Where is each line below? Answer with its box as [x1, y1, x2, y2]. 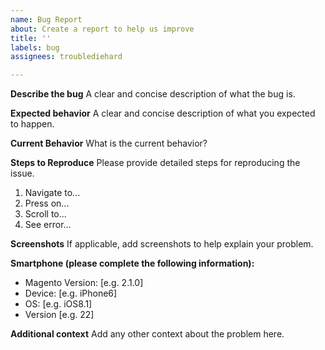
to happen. [10, 118, 55, 130]
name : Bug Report [10, 14, 83, 25]
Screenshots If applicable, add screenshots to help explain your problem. [10, 238, 314, 250]
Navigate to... [24, 187, 81, 199]
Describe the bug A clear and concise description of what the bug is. [10, 88, 296, 100]
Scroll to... [24, 208, 67, 220]
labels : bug [10, 42, 60, 53]
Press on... [24, 197, 70, 210]
